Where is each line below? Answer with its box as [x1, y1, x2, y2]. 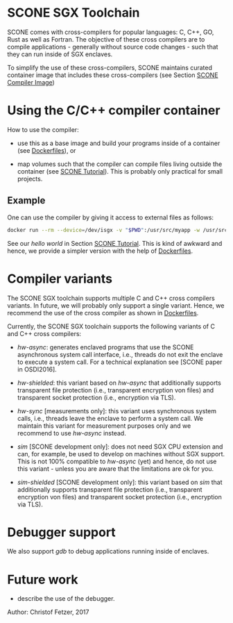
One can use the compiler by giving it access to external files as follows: [7, 213, 214, 222]
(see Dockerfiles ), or [17, 146, 76, 154]
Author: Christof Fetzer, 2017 [7, 608, 89, 616]
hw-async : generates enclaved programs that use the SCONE [17, 342, 194, 351]
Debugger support [7, 524, 116, 540]
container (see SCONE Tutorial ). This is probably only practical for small [17, 167, 223, 175]
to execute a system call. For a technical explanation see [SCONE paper [17, 358, 223, 366]
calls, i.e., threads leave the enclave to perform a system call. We [17, 414, 203, 422]
